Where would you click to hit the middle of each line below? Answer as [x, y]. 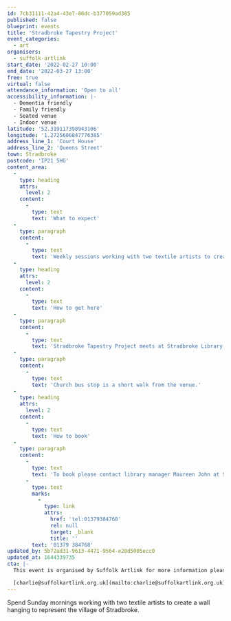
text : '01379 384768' [63, 545]
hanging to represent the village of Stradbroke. [73, 609]
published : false [32, 20]
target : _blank [72, 532]
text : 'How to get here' [67, 308]
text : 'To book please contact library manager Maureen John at [126, 474]
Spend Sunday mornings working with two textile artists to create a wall [109, 602]
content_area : [27, 167]
